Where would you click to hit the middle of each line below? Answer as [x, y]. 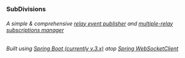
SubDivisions [26, 9]
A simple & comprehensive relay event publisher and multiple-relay [90, 24]
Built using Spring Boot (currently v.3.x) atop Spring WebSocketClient [92, 49]
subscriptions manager [35, 30]
